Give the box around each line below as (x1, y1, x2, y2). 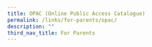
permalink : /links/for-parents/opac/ (7, 17, 118, 23)
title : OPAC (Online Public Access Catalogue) (7, 10, 146, 17)
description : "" (7, 23, 55, 30)
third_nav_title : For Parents (7, 29, 96, 37)
